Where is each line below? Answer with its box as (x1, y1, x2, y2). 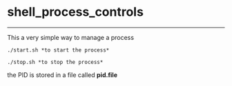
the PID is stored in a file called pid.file (7, 70, 118, 79)
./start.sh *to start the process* (7, 46, 110, 54)
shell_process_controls (7, 4, 144, 20)
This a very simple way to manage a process (7, 33, 135, 41)
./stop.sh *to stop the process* (7, 58, 104, 65)
